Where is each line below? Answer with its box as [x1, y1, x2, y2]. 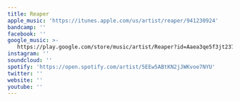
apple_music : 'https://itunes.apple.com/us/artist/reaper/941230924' [7, 17, 219, 24]
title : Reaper [7, 10, 50, 18]
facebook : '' [7, 30, 46, 38]
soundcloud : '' [7, 57, 53, 64]
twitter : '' [7, 70, 43, 77]
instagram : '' [7, 51, 50, 58]
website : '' [7, 76, 43, 84]
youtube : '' [7, 83, 43, 90]
